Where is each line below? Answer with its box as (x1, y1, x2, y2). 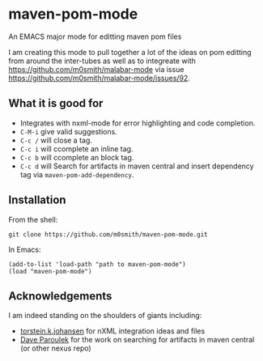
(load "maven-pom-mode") (8, 267, 92, 275)
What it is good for (8, 96, 104, 110)
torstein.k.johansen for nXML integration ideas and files (19, 326, 206, 336)
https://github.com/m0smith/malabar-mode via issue (8, 64, 185, 74)
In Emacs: (8, 244, 41, 254)
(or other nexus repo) (19, 343, 91, 353)
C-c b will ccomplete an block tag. (19, 152, 134, 162)
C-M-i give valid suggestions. (19, 126, 117, 136)
